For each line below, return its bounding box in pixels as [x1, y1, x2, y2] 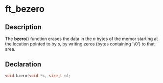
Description [5, 23, 42, 31]
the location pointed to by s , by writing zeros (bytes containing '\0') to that [5, 41, 155, 47]
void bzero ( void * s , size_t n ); [5, 73, 71, 78]
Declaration [5, 60, 42, 69]
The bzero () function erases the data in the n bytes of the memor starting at [5, 36, 158, 41]
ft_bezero [5, 3, 45, 15]
